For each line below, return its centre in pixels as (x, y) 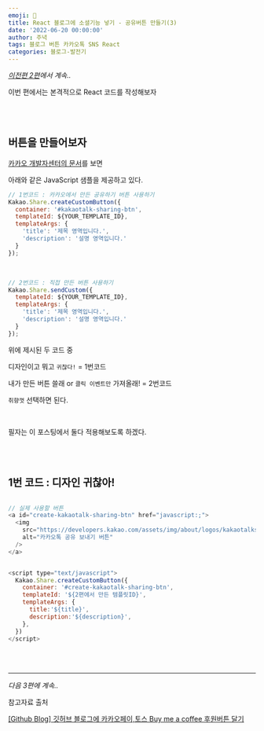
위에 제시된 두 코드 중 (40, 350)
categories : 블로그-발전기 (47, 52)
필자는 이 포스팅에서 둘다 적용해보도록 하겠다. (77, 432)
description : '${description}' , (80, 617)
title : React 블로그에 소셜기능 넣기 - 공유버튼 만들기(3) (93, 23)
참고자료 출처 (28, 702)
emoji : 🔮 (22, 15)
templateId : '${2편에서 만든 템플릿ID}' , (84, 595)
